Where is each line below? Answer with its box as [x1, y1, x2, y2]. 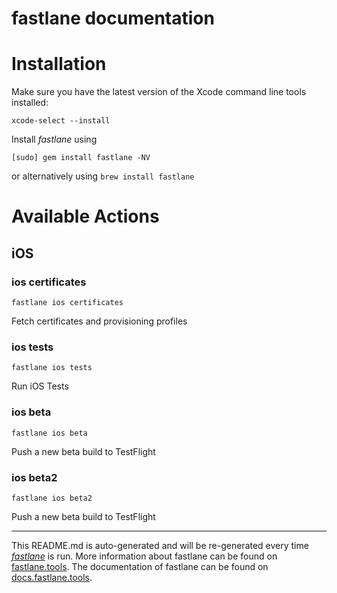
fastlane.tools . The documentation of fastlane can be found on [11, 560, 269, 572]
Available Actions [11, 205, 160, 228]
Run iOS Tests [11, 380, 69, 392]
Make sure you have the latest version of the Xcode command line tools [11, 86, 307, 98]
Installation [11, 53, 107, 76]
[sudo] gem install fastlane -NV [11, 153, 151, 163]
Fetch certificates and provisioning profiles [11, 315, 188, 327]
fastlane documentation [11, 7, 215, 30]
